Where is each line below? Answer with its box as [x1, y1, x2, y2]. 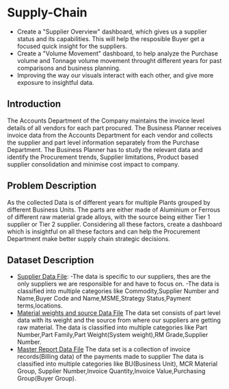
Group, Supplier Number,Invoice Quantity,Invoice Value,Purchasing [16, 367, 206, 375]
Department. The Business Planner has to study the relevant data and [7, 145, 203, 153]
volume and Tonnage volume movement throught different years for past [16, 56, 222, 64]
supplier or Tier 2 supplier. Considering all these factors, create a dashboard [7, 220, 222, 228]
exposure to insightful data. [16, 78, 94, 86]
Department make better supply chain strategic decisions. [7, 234, 171, 242]
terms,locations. [16, 301, 63, 310]
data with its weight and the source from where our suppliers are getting [16, 316, 221, 325]
